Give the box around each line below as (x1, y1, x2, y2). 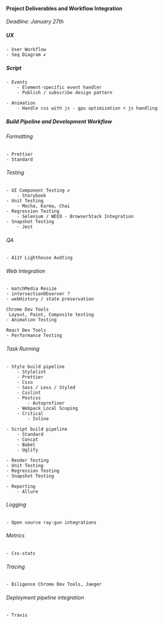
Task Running (6, 345, 40, 352)
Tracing (6, 563, 25, 570)
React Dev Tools (6, 327, 46, 333)
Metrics (6, 532, 25, 539)
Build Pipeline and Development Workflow (6, 118, 113, 125)
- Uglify (17, 447, 39, 453)
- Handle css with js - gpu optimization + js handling (17, 105, 158, 111)
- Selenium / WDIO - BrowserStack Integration (17, 213, 134, 220)
